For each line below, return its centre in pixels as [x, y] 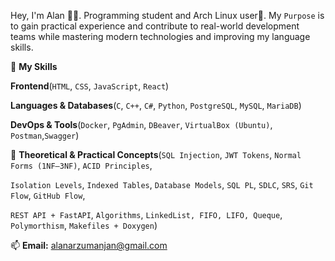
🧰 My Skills [34, 66]
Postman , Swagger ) [45, 135]
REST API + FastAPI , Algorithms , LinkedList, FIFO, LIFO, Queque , [146, 214]
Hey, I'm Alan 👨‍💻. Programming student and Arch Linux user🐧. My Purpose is [167, 15]
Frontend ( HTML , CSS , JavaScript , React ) [90, 86]
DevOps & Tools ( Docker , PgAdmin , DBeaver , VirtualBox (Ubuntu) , [141, 124]
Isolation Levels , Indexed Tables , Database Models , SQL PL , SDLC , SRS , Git [162, 184]
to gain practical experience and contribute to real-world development [155, 26]
